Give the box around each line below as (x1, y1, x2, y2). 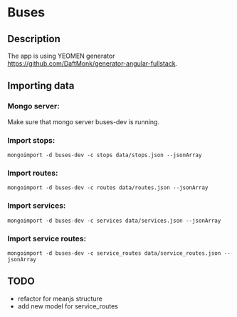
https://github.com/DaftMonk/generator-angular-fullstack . (7, 59, 178, 68)
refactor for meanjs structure (17, 294, 103, 303)
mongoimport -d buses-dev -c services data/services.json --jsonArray (7, 217, 221, 224)
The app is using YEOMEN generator (7, 51, 115, 60)
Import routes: (7, 168, 58, 178)
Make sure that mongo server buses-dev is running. (7, 117, 160, 126)
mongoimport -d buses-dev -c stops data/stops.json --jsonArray (7, 151, 202, 158)
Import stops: (7, 135, 56, 145)
